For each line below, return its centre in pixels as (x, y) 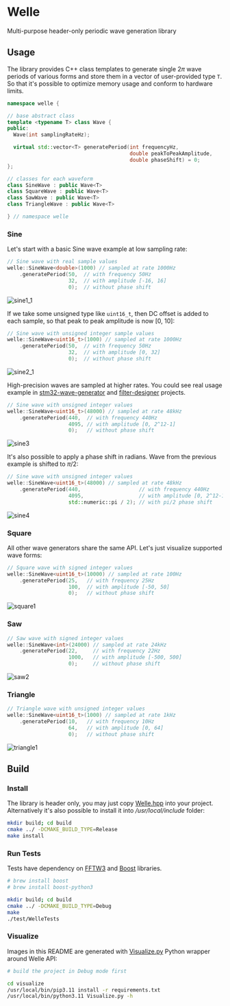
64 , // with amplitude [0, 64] (116, 728)
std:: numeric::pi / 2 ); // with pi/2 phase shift (140, 502)
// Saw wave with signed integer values (66, 638)
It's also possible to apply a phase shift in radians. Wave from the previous (112, 457)
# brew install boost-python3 (50, 887)
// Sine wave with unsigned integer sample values (81, 333)
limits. (15, 90)
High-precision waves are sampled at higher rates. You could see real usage (115, 385)
